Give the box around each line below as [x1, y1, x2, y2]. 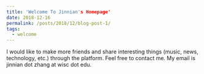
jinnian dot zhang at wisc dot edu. [6, 61, 92, 69]
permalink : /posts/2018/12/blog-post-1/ [6, 20, 111, 26]
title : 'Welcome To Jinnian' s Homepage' [6, 8, 111, 15]
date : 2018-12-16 [6, 15, 51, 21]
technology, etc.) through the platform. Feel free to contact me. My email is [6, 55, 196, 62]
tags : [6, 25, 20, 32]
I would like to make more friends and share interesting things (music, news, [6, 48, 199, 55]
